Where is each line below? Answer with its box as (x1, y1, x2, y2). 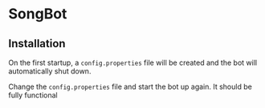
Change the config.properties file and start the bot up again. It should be (8, 82, 253, 91)
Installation (8, 37, 66, 50)
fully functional (8, 90, 58, 100)
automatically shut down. (8, 66, 92, 76)
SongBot (8, 5, 67, 23)
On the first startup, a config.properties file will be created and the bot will (8, 58, 258, 67)
